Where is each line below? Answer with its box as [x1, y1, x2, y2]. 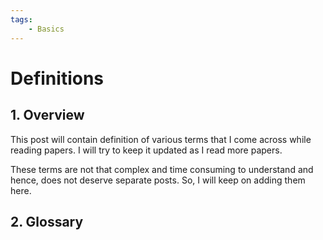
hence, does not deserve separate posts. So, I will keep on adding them [10, 174, 306, 186]
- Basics [28, 24, 65, 34]
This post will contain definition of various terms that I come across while [10, 133, 312, 145]
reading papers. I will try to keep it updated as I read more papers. [10, 144, 283, 156]
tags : [10, 14, 33, 25]
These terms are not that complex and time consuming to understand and [10, 163, 314, 175]
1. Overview [10, 107, 85, 124]
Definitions [10, 67, 105, 90]
